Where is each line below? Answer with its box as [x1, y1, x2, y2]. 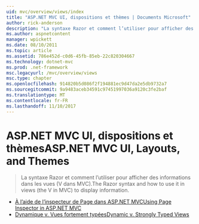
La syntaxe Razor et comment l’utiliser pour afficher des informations [20, 174, 191, 181]
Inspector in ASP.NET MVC [14, 204, 82, 212]
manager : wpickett [6, 36, 52, 42]
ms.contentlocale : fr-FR [6, 97, 68, 103]
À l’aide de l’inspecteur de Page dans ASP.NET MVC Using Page [14, 198, 172, 205]
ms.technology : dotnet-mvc [6, 59, 74, 65]
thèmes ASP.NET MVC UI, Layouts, [6, 142, 180, 155]
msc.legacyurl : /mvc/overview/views [6, 70, 97, 76]
